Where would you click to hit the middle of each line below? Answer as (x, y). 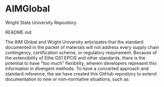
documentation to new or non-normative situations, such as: (67, 79)
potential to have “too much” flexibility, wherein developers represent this (81, 63)
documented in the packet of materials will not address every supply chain (82, 47)
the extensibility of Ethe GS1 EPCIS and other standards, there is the (75, 57)
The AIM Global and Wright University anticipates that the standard (74, 42)
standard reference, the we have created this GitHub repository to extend (81, 73)
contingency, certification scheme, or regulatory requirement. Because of (81, 52)
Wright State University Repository (41, 22)
